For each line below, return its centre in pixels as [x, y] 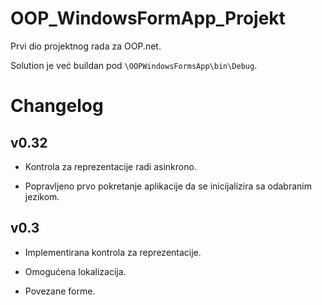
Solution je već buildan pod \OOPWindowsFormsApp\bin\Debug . [134, 65]
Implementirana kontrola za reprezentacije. [113, 252]
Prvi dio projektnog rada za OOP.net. [86, 46]
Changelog [57, 106]
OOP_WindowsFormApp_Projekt [148, 18]
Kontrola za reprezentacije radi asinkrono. [110, 166]
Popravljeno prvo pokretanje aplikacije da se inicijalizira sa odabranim [168, 186]
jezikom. [42, 196]
